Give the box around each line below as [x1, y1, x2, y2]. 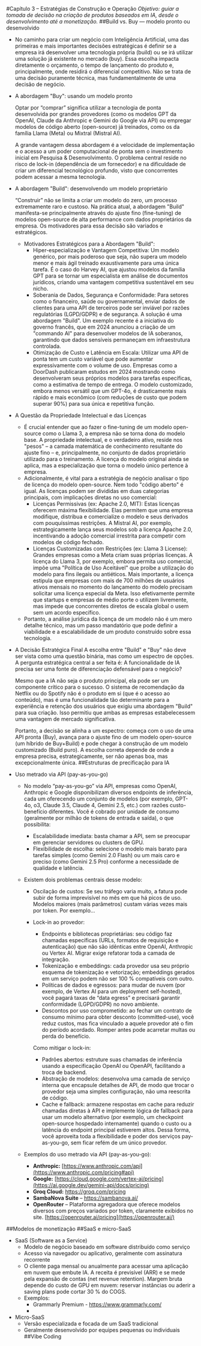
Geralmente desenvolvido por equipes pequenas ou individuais [23, 1327, 180, 1333]
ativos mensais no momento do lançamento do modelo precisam [32, 583, 193, 591]
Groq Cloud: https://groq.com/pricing [32, 1188, 126, 1195]
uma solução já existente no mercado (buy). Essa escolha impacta [14, 55, 179, 62]
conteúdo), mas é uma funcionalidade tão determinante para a [14, 696, 170, 703]
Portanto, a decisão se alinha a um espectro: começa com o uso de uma [14, 727, 194, 734]
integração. [41, 956, 70, 963]
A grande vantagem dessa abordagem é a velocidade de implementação [14, 141, 195, 148]
